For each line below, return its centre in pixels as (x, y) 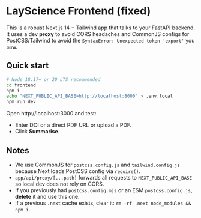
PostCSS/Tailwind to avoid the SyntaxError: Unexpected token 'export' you (100, 40)
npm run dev (21, 102)
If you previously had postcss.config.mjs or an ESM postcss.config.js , (103, 190)
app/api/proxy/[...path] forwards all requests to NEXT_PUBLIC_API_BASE (103, 177)
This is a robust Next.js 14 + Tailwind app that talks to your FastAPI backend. (100, 28)
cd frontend (21, 85)
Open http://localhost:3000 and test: (51, 114)
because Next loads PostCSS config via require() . (78, 171)
